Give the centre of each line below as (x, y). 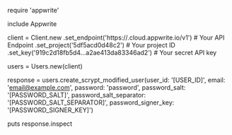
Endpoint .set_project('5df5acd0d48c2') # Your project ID (91, 45)
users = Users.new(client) (45, 66)
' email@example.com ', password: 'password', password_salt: (97, 87)
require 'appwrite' (33, 10)
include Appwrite (32, 24)
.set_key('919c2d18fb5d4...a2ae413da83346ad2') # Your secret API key (112, 53)
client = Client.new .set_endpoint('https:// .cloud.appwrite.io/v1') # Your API (116, 37)
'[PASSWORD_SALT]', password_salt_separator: (77, 95)
